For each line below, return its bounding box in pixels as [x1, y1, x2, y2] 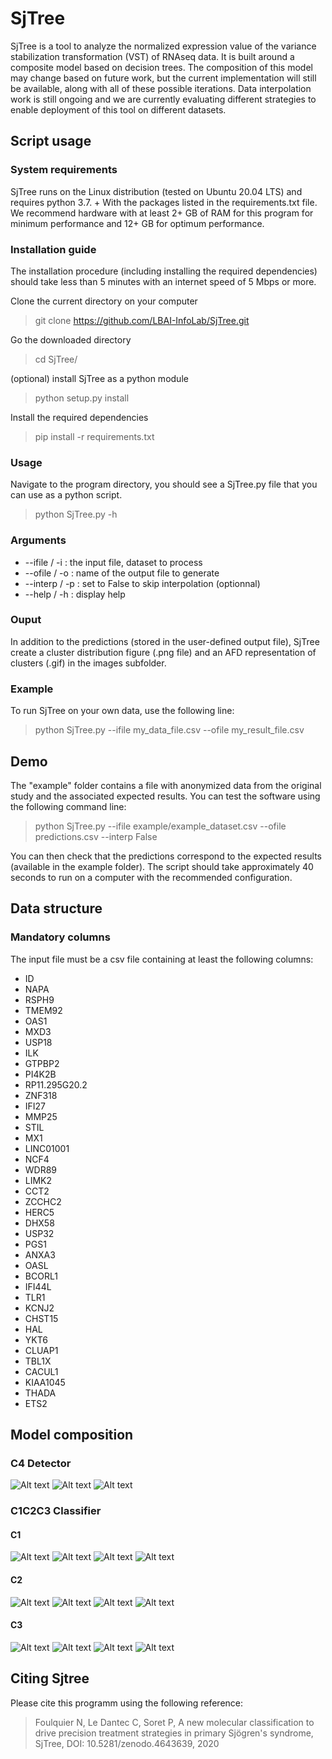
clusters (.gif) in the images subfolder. [10, 657, 167, 669]
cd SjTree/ [34, 353, 78, 365]
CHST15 [24, 1312, 59, 1324]
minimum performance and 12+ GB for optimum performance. [10, 217, 265, 229]
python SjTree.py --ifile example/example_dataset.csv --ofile [34, 820, 287, 832]
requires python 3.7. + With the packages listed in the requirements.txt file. [10, 196, 318, 208]
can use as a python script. [10, 489, 123, 501]
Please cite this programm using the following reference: [10, 1697, 244, 1709]
